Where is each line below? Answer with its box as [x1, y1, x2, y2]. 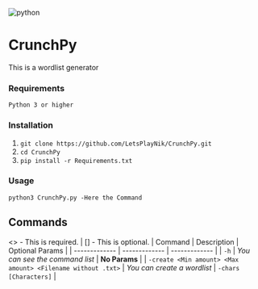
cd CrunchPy [19, 148, 60, 157]
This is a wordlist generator [8, 62, 99, 72]
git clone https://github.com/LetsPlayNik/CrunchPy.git [19, 140, 212, 148]
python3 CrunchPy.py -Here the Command [8, 194, 143, 202]
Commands [8, 216, 69, 229]
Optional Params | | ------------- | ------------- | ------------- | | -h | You [8, 245, 251, 255]
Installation [8, 119, 54, 131]
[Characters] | [8, 271, 56, 281]
